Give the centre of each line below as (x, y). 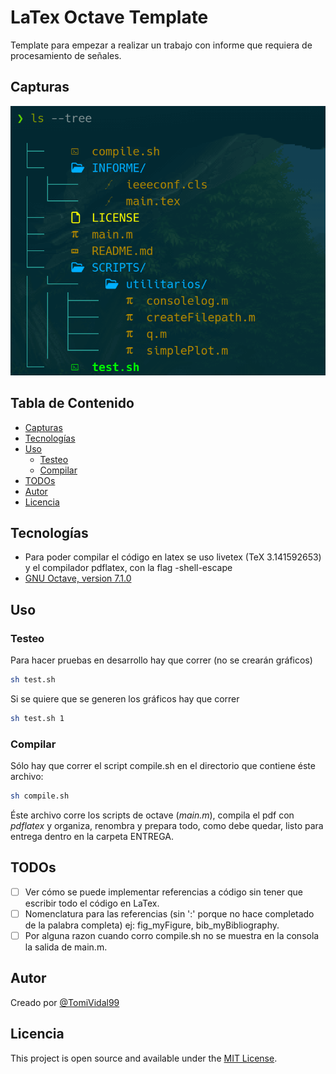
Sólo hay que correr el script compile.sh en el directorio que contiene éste (163, 766)
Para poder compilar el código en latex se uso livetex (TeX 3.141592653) (173, 557)
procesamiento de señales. (66, 55)
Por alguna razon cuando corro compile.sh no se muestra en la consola (172, 936)
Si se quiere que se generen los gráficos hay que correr (125, 699)
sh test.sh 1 (37, 719)
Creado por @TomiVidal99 (65, 1002)
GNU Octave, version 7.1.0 (78, 578)
